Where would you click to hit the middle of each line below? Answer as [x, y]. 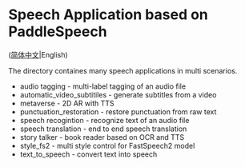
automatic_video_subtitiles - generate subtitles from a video [118, 94]
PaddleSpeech [58, 32]
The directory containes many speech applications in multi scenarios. [123, 70]
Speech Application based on [108, 15]
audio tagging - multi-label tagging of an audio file [103, 86]
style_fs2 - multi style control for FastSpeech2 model [107, 145]
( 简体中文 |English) [38, 54]
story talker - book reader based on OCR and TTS [102, 137]
